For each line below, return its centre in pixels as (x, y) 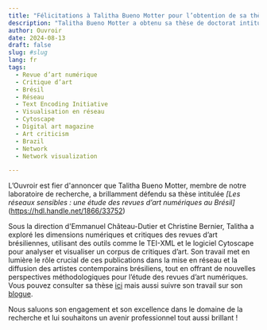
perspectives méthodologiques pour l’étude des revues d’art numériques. (128, 277)
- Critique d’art (44, 82)
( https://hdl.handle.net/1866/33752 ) (67, 211)
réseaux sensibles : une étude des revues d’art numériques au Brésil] (122, 203)
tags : (17, 68)
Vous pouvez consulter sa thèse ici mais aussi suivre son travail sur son (126, 285)
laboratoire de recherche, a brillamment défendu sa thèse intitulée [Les (124, 194)
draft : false (30, 45)
